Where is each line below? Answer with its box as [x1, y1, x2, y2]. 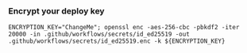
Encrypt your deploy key [8, 6, 105, 17]
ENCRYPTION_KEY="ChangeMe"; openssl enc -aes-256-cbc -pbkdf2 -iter [8, 24, 240, 32]
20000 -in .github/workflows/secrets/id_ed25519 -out [8, 30, 191, 39]
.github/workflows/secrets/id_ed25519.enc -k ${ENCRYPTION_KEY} [8, 37, 226, 45]
